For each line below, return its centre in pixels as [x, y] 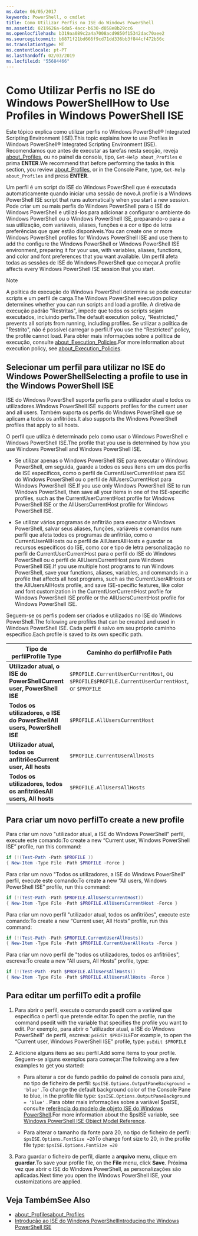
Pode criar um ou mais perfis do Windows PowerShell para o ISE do [88, 206]
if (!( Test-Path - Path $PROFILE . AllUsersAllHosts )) [71, 972]
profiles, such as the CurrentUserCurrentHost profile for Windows [95, 498]
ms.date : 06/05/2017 [32, 12]
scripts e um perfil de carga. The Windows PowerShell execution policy [92, 298]
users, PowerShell [35, 728]
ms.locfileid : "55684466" [38, 61]
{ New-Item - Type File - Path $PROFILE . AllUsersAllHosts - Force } [88, 977]
